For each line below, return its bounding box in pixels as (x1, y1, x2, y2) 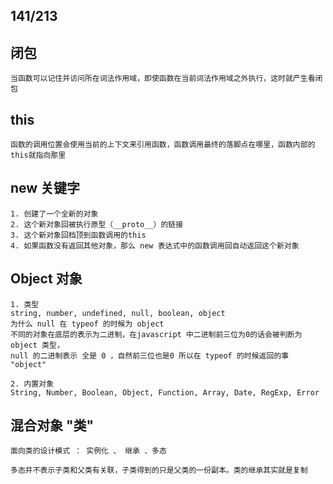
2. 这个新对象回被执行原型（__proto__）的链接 (10, 219, 184, 229)
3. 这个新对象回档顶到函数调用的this (10, 230, 147, 240)
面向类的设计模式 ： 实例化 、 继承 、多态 (10, 446, 167, 456)
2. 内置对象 (10, 379, 55, 389)
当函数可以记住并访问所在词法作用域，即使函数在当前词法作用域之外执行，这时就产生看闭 (10, 74, 323, 84)
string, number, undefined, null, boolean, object (10, 308, 226, 318)
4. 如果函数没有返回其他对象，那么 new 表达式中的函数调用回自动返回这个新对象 (10, 240, 300, 251)
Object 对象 (10, 270, 83, 288)
